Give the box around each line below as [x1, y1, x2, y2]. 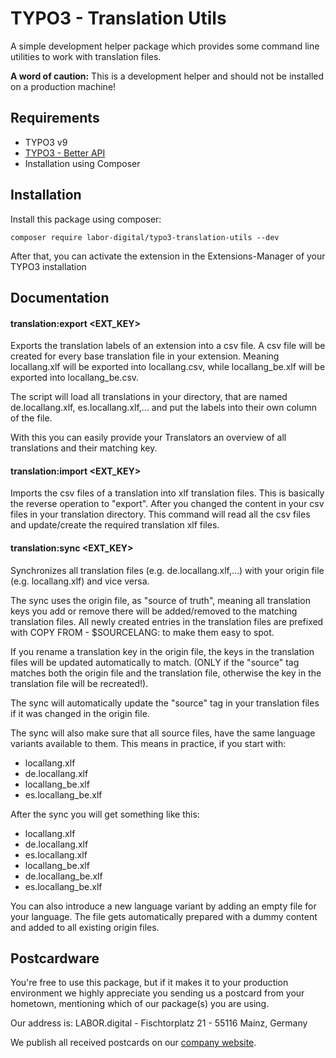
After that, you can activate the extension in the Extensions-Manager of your [10, 250, 326, 262]
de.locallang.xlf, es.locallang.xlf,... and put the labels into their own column [10, 402, 317, 414]
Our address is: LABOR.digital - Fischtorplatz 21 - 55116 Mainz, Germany [10, 1017, 308, 1029]
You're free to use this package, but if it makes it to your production [10, 977, 289, 989]
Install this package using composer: [10, 213, 162, 225]
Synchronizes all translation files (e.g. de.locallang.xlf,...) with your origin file [10, 564, 325, 576]
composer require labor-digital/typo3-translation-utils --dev [10, 232, 280, 242]
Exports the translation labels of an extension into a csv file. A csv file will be [10, 340, 326, 352]
